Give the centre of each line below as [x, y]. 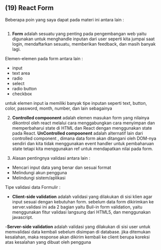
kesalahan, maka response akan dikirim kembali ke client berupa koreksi [77, 237]
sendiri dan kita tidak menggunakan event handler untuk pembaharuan [83, 144]
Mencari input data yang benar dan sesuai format [62, 167]
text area [21, 73]
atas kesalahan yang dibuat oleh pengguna [48, 242]
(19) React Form [29, 8]
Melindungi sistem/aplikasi [39, 178]
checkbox [22, 94]
